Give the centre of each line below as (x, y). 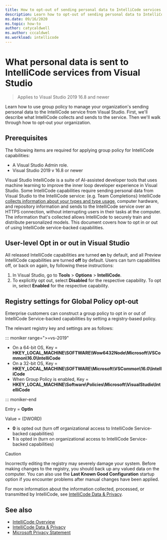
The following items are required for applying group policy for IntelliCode (80, 150)
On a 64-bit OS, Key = (35, 348)
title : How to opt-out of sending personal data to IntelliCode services (83, 10)
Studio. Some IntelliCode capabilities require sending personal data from (79, 190)
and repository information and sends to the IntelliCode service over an (78, 206)
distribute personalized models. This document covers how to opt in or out (82, 222)
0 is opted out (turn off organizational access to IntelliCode (73, 429)
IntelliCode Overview (34, 522)
